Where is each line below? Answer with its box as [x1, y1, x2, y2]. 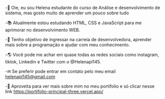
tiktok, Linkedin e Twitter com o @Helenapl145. [5, 59, 101, 64]
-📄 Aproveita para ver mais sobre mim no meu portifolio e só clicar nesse [5, 83, 155, 89]
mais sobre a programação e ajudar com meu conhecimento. [5, 42, 130, 48]
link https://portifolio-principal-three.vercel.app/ [5, 89, 103, 94]
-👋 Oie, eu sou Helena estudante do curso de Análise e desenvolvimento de [5, 5, 161, 10]
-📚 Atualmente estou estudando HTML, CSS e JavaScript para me [5, 20, 142, 26]
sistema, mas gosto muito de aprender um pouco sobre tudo [5, 10, 129, 16]
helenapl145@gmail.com [5, 74, 56, 79]
